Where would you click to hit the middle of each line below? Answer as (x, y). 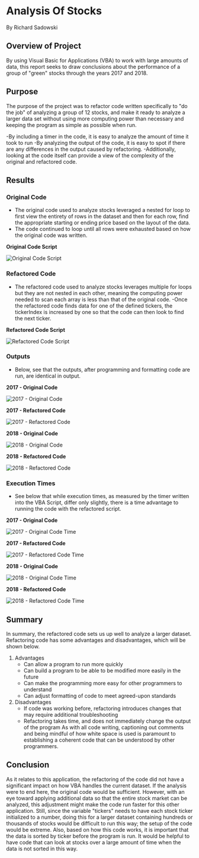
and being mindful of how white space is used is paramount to (99, 733)
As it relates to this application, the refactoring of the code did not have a (95, 779)
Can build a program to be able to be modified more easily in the (102, 670)
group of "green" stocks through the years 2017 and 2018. (77, 73)
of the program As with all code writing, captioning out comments (104, 727)
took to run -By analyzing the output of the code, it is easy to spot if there (96, 143)
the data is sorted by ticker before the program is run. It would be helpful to (98, 836)
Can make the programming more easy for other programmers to (103, 683)
